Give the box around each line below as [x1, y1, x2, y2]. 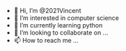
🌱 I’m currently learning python [13, 21, 103, 29]
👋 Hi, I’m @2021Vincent [13, 7, 81, 14]
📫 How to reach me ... [13, 37, 79, 44]
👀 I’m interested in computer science [13, 14, 120, 22]
